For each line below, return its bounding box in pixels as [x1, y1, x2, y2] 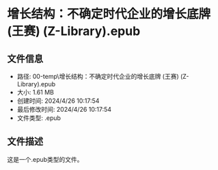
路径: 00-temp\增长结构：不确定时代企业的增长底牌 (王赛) [16, 73, 179, 80]
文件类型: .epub [16, 114, 62, 122]
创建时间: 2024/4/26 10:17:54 [16, 97, 100, 105]
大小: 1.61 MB [16, 88, 55, 96]
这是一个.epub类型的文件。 [7, 155, 83, 163]
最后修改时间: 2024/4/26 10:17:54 [16, 106, 111, 113]
